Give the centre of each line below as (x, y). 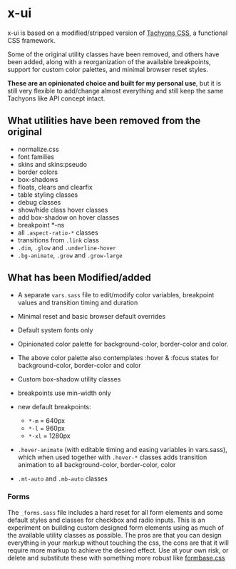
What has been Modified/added (79, 278)
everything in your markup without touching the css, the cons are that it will (118, 543)
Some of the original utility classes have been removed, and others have (113, 54)
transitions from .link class (58, 240)
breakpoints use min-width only (65, 393)
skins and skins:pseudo (52, 164)
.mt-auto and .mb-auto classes (63, 478)
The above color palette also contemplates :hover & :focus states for (118, 357)
